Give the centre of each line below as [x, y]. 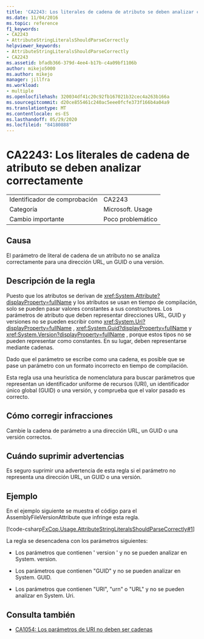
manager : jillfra [28, 80]
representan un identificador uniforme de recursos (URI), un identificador [98, 384]
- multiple [20, 91]
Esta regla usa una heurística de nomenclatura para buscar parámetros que [101, 377]
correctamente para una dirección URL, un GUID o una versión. [85, 261]
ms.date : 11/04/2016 [32, 18]
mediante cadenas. [30, 347]
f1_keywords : [23, 29]
